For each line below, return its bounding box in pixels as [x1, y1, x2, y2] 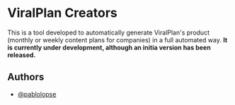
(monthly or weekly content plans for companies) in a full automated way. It [7, 35, 228, 44]
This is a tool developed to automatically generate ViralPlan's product [7, 28, 210, 37]
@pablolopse [17, 89, 57, 98]
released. [7, 51, 36, 59]
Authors [7, 71, 45, 83]
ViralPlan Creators [7, 5, 118, 21]
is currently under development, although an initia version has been [7, 43, 211, 51]
